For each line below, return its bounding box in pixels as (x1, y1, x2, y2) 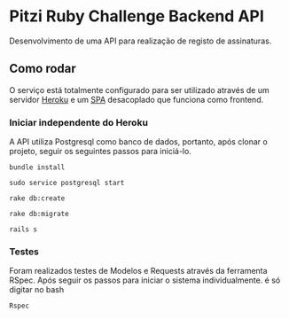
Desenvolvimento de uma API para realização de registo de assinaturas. (9, 35, 272, 46)
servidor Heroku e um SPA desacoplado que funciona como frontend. (9, 94, 264, 105)
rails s (9, 225, 38, 234)
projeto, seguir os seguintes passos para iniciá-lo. (9, 146, 192, 157)
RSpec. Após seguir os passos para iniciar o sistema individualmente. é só (9, 275, 281, 285)
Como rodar (9, 61, 77, 76)
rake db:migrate (9, 210, 69, 219)
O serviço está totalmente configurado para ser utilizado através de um (9, 84, 269, 95)
